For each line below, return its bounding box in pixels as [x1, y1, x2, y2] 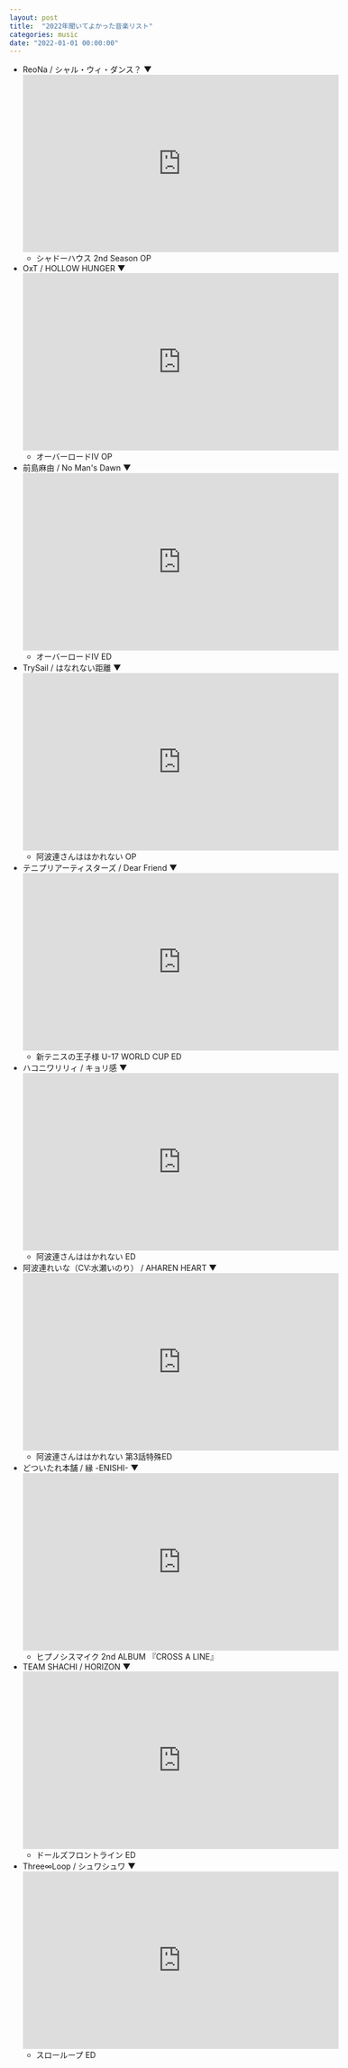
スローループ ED [35, 2050, 96, 2061]
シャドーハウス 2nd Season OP [35, 253, 151, 264]
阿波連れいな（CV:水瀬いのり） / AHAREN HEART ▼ [22, 1263, 218, 1274]
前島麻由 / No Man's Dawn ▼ [22, 462, 132, 473]
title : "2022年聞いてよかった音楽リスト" [9, 22, 153, 31]
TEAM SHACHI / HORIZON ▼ [22, 1661, 131, 1672]
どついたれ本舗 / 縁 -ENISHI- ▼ [22, 1462, 140, 1474]
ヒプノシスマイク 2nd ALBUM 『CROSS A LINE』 [35, 1652, 218, 1662]
